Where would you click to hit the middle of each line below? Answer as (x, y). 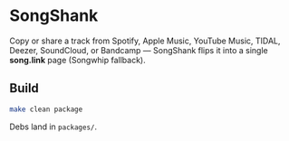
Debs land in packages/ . (53, 127)
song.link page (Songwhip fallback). (78, 60)
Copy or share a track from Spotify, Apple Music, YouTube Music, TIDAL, (145, 41)
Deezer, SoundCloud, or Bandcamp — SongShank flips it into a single (139, 50)
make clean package (46, 109)
